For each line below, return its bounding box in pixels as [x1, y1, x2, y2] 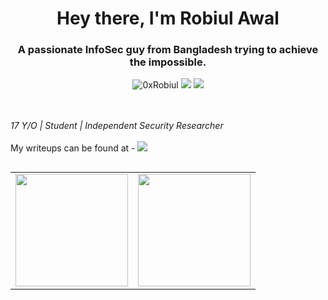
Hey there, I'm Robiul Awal [56, 7, 280, 30]
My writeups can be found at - [10, 142, 136, 154]
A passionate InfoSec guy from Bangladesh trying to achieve [17, 43, 319, 57]
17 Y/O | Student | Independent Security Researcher [10, 120, 224, 132]
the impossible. [129, 55, 207, 69]
